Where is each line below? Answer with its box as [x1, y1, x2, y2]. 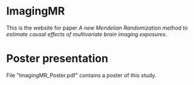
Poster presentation [6, 52, 109, 66]
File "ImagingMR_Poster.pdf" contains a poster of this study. [6, 71, 157, 79]
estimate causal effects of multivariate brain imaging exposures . [6, 30, 167, 37]
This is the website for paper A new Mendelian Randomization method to [6, 24, 189, 31]
